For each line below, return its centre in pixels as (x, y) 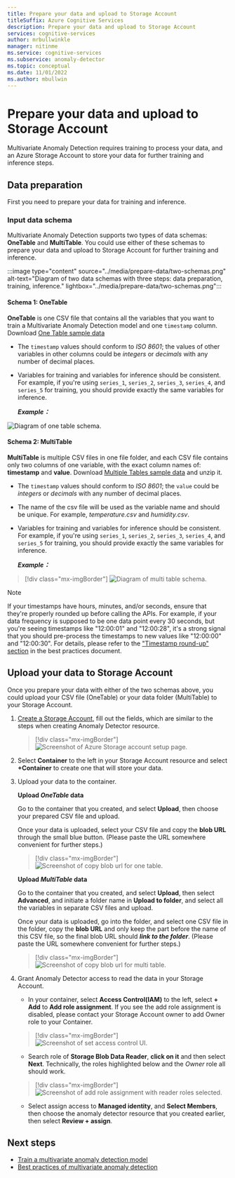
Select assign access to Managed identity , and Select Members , (122, 1106)
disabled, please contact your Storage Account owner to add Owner (126, 1014)
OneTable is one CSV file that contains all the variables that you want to (111, 318)
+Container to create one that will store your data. (90, 768)
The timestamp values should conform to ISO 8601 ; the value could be (118, 486)
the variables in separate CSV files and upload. (85, 908)
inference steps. (31, 163)
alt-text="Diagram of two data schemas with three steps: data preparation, (115, 279)
